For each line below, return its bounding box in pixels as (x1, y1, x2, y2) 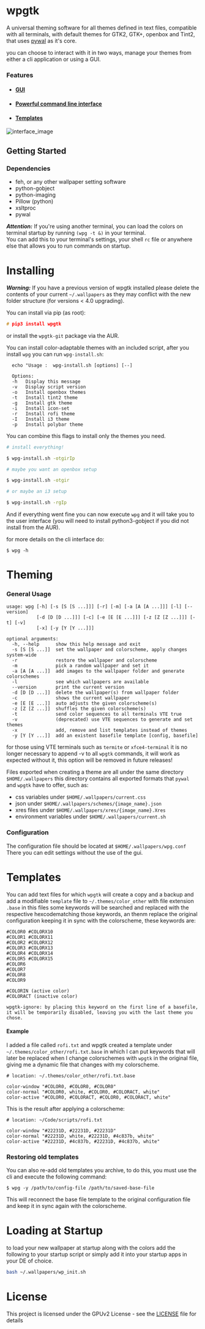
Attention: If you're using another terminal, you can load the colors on (6, 222, 184, 230)
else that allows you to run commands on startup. (6, 242, 131, 249)
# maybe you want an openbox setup (6, 466, 97, 472)
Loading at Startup (6, 1224, 103, 1238)
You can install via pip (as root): (6, 308, 86, 316)
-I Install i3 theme (12, 416, 70, 422)
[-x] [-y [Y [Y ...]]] (36, 625, 95, 632)
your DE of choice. (6, 1257, 53, 1264)
